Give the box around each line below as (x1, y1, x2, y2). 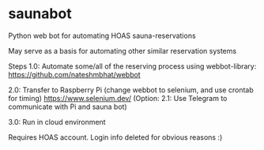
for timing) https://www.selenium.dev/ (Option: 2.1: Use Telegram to (8, 93, 228, 103)
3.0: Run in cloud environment (8, 117, 106, 126)
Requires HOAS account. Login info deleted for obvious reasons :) (8, 132, 223, 142)
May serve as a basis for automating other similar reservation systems (8, 46, 237, 55)
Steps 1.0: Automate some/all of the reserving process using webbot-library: (8, 61, 257, 71)
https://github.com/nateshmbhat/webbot (8, 69, 141, 79)
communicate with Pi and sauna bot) (8, 102, 128, 111)
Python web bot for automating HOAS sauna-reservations (8, 31, 196, 40)
